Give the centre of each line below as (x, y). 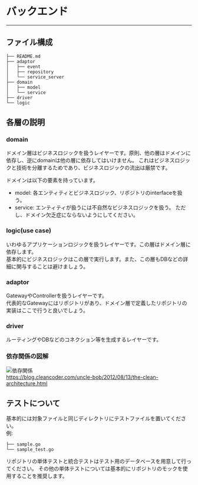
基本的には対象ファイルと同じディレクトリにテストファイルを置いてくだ (94, 418)
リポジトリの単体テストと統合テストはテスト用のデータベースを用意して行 (96, 461)
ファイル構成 (29, 42)
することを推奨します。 (39, 476)
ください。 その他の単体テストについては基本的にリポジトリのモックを (97, 468)
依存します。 (22, 251)
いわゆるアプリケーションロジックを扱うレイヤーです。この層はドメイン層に (99, 244)
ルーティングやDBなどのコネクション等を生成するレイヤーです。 (84, 340)
